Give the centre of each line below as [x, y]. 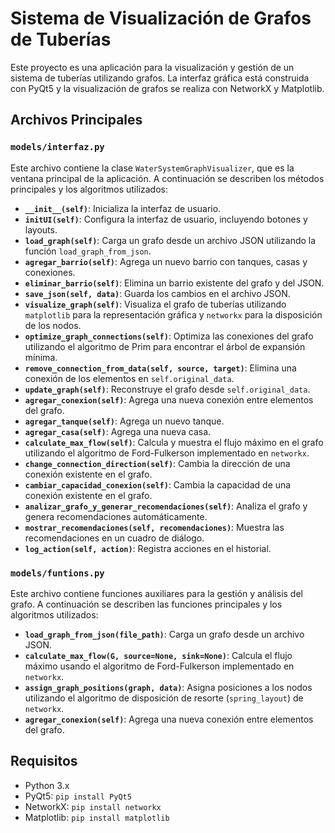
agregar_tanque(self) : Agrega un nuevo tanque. [124, 421]
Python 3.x [47, 785]
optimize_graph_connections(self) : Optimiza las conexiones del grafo [169, 336]
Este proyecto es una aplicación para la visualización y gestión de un [152, 67]
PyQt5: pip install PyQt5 [78, 796]
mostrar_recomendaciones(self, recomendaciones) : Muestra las [154, 527]
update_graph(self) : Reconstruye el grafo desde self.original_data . [167, 389]
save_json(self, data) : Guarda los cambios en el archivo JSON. [157, 293]
